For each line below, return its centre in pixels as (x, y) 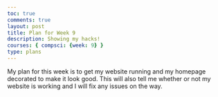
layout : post (26, 26)
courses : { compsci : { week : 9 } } (55, 45)
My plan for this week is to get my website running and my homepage (107, 71)
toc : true (21, 13)
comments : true (29, 20)
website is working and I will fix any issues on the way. (85, 86)
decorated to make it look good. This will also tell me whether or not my (109, 78)
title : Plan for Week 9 (42, 33)
